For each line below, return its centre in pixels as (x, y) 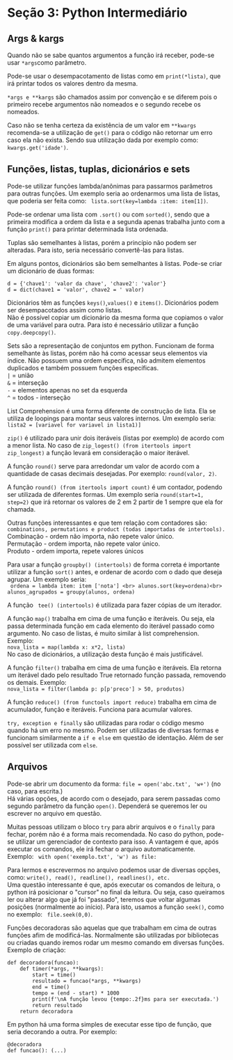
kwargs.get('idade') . (38, 147)
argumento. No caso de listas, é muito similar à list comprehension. (103, 633)
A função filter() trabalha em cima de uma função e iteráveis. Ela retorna (114, 667)
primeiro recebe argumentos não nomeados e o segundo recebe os (104, 104)
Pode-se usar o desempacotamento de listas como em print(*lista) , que (114, 76)
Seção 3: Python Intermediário (97, 13)
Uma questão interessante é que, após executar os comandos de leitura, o (114, 885)
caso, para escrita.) (35, 791)
